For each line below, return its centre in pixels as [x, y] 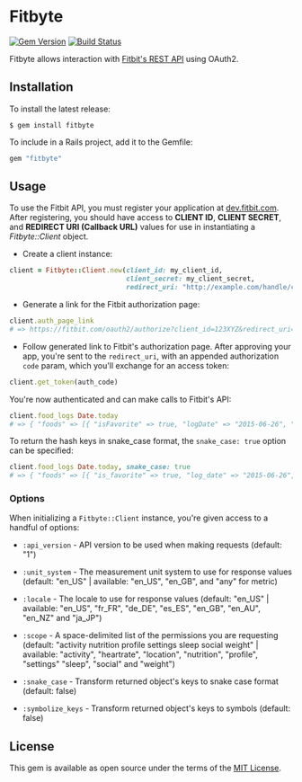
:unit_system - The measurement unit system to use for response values [157, 572]
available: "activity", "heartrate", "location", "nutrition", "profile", [140, 654]
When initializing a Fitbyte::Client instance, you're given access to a [139, 518]
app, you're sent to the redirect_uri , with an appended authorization [151, 356]
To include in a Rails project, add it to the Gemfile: [101, 142]
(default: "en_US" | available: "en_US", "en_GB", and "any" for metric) [150, 582]
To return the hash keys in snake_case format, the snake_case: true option [148, 441]
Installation [41, 87]
